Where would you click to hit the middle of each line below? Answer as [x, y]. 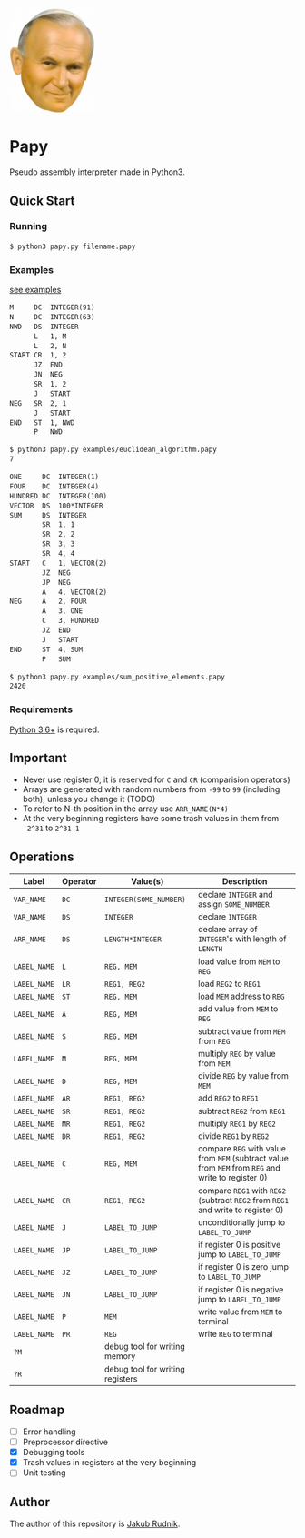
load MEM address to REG [241, 996]
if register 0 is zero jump [243, 1267]
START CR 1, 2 [38, 356]
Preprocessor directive [65, 1442]
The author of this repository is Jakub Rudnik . [95, 1524]
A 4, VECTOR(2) [74, 592]
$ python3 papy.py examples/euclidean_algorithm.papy [113, 450]
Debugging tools [54, 1453]
